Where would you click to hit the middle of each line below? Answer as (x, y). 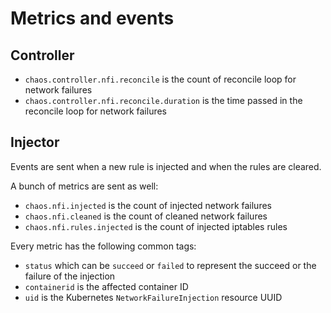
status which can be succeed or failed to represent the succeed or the (170, 265)
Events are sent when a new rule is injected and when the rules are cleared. (166, 166)
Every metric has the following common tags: (103, 246)
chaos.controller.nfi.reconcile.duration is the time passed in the (163, 100)
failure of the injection (70, 276)
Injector (35, 142)
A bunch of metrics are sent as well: (84, 186)
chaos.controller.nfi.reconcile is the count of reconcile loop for (160, 79)
